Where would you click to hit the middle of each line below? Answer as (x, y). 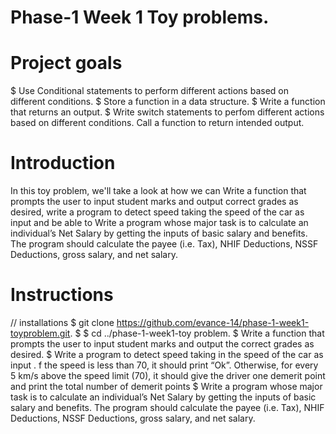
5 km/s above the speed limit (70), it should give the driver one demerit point (168, 375)
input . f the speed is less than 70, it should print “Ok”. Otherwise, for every (164, 365)
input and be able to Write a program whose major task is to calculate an (159, 223)
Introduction (63, 163)
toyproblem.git (40, 333)
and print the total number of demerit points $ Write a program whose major (166, 386)
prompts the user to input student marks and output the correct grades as (162, 344)
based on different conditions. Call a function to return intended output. (157, 123)
